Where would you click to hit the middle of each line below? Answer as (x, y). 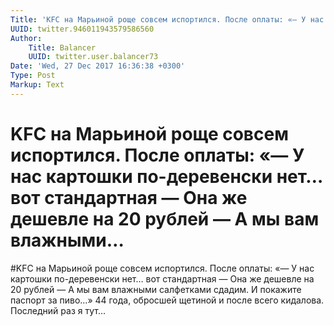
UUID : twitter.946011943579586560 (82, 29)
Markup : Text (37, 85)
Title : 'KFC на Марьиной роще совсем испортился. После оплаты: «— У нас (167, 19)
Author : (26, 38)
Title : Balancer (62, 47)
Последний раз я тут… (58, 310)
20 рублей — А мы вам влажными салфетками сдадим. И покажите (156, 289)
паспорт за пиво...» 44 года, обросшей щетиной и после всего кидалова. (167, 300)
